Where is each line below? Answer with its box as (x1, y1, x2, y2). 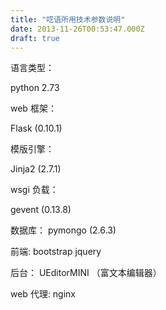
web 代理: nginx (10, 288, 77, 300)
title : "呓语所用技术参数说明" (10, 14, 126, 25)
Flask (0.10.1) (10, 122, 63, 135)
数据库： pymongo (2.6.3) (10, 224, 117, 236)
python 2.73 (10, 82, 60, 94)
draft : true (10, 33, 60, 43)
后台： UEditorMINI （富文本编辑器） (10, 267, 162, 279)
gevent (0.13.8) (10, 204, 72, 216)
